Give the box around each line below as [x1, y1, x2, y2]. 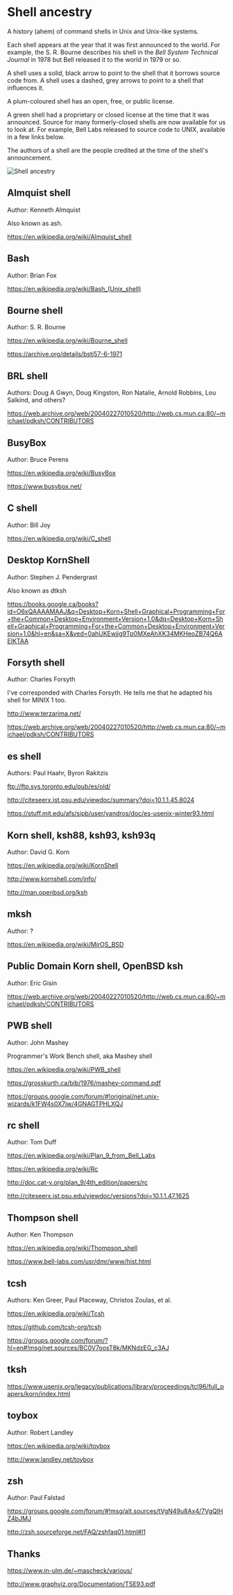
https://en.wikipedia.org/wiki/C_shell [7, 534, 112, 543]
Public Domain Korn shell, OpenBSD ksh [7, 960, 184, 973]
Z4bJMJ [7, 1514, 32, 1523]
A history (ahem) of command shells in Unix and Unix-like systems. [7, 27, 199, 35]
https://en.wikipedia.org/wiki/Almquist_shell [7, 232, 132, 240]
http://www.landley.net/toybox [7, 1455, 94, 1463]
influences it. [7, 83, 44, 92]
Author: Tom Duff [7, 1138, 57, 1146]
